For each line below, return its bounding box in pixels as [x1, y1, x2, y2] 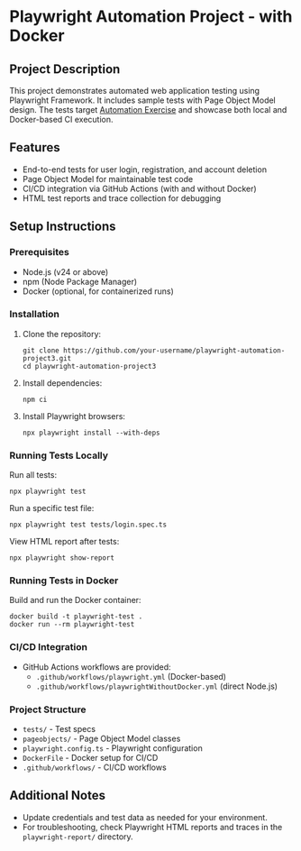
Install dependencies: [22, 377, 103, 389]
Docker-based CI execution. [9, 114, 114, 124]
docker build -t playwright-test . [9, 612, 143, 621]
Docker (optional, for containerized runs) [22, 286, 174, 297]
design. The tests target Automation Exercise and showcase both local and [9, 105, 287, 114]
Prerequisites [9, 246, 69, 259]
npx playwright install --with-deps [22, 428, 160, 437]
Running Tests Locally [9, 449, 109, 462]
